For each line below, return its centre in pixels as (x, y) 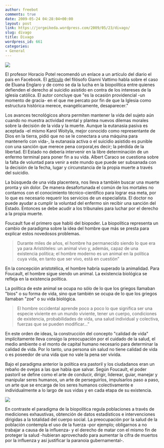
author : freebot (22, 10)
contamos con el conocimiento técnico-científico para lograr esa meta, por (81, 192)
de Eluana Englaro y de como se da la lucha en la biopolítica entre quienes (80, 85)
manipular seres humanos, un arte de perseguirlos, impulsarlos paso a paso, (82, 380)
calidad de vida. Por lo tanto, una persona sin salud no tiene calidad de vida (81, 349)
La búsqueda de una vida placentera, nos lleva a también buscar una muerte (82, 182)
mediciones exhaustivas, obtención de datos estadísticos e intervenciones (80, 414)
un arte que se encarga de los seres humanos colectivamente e (69, 385)
